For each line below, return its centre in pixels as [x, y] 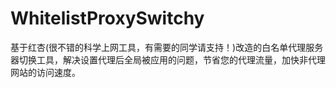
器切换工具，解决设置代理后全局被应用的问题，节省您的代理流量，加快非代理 [168, 59]
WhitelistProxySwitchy [107, 18]
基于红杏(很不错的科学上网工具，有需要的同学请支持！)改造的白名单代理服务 [167, 47]
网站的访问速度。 [45, 72]
